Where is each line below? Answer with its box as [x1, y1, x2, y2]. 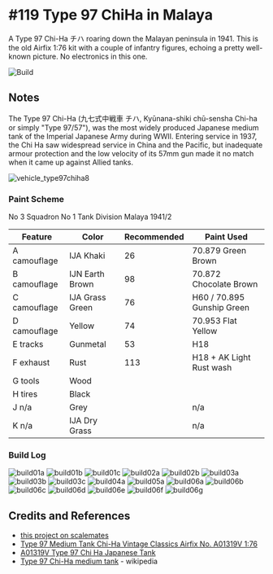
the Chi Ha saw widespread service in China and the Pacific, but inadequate [8, 140, 263, 150]
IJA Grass [68, 291, 106, 303]
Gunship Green [192, 302, 250, 313]
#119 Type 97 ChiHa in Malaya [8, 6, 214, 24]
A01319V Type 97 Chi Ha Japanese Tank [19, 548, 156, 558]
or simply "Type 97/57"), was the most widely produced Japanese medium [8, 122, 259, 132]
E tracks [12, 339, 44, 350]
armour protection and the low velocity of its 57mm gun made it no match [8, 148, 254, 158]
